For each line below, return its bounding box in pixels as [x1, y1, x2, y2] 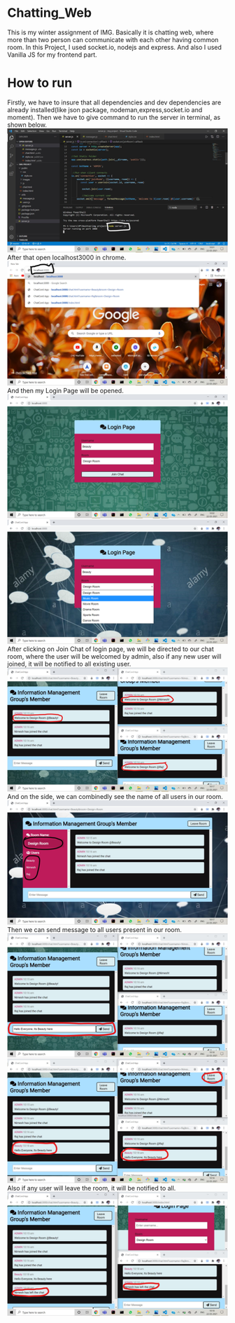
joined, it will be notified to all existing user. [7, 659, 131, 668]
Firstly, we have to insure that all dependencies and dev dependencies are [7, 98, 222, 107]
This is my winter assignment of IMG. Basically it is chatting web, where [7, 28, 214, 36]
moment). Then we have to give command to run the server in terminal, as [7, 113, 221, 121]
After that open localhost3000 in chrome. [7, 254, 127, 262]
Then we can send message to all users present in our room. [7, 925, 182, 933]
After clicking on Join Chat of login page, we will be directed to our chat [7, 645, 215, 653]
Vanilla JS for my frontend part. [7, 50, 98, 59]
